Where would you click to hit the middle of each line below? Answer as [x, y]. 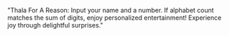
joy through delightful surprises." [55, 25]
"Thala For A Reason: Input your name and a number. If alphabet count [111, 10]
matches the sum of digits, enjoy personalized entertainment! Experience [114, 18]
